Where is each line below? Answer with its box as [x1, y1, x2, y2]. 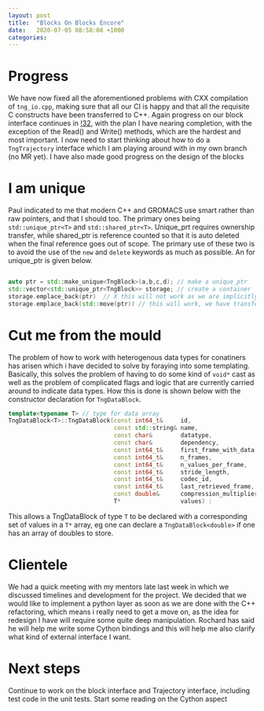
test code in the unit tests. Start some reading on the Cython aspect [8, 694, 228, 703]
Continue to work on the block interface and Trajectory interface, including [8, 686, 250, 695]
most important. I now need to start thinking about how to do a [8, 135, 211, 145]
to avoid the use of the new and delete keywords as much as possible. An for [8, 247, 255, 257]
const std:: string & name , [113, 424, 199, 432]
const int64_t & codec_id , [113, 476, 213, 483]
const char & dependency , [113, 439, 220, 447]
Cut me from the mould [8, 326, 162, 344]
